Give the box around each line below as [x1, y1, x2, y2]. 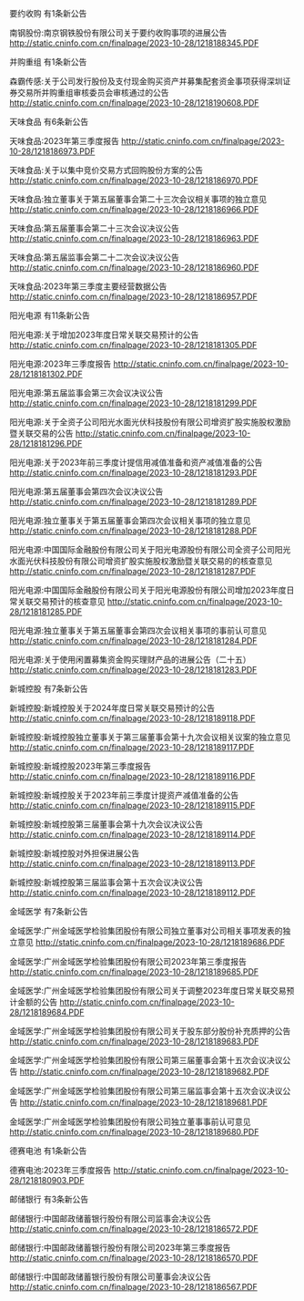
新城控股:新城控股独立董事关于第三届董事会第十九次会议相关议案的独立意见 [9, 732, 291, 742]
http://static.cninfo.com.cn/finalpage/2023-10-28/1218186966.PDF [9, 204, 259, 214]
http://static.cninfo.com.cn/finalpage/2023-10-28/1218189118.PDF [9, 713, 257, 723]
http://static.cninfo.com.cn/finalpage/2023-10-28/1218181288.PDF [9, 525, 258, 536]
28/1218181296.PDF [9, 439, 83, 449]
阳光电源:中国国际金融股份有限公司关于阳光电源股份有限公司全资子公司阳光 [9, 544, 291, 554]
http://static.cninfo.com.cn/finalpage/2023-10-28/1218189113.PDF [9, 858, 257, 869]
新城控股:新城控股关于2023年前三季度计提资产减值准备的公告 [9, 790, 239, 800]
